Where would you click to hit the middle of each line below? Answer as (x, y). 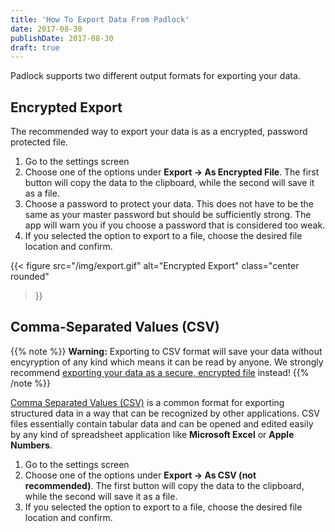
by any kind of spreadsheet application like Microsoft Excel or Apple (152, 434)
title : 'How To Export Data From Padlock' (100, 19)
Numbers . (31, 445)
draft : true (35, 47)
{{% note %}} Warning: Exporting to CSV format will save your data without (166, 351)
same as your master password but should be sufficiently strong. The (168, 215)
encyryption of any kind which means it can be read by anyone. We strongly (167, 362)
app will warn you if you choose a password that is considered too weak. (175, 225)
